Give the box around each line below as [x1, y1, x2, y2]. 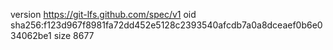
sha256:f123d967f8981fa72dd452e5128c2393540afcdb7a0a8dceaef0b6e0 [10, 19, 323, 31]
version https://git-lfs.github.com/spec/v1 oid [10, 9, 197, 20]
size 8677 [53, 30, 95, 41]
